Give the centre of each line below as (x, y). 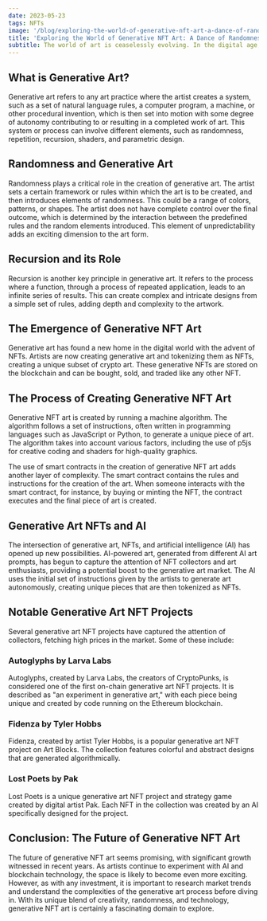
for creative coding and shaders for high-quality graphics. (103, 452)
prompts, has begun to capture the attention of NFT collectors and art (122, 562)
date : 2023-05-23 (37, 16)
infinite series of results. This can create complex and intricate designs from (133, 295)
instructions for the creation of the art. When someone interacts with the (126, 484)
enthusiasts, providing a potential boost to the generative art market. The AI (132, 570)
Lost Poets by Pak (43, 779)
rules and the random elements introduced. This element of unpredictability (132, 225)
